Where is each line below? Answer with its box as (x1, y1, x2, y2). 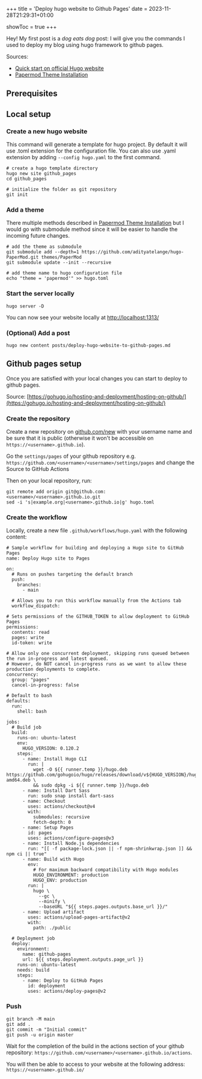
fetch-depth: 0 (32, 820, 71, 826)
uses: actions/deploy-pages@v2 (28, 989, 106, 995)
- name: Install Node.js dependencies (22, 841, 120, 847)
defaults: (6, 698, 31, 704)
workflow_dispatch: (11, 603, 61, 609)
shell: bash (17, 709, 47, 715)
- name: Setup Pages (22, 824, 74, 831)
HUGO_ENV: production (32, 878, 87, 884)
